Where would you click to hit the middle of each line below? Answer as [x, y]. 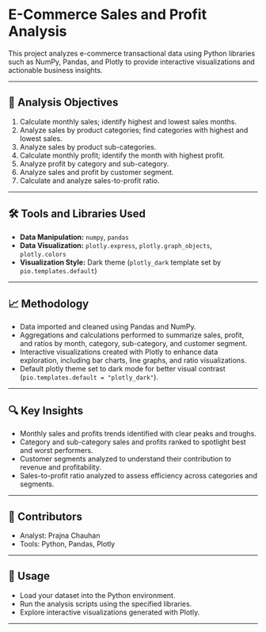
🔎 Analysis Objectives [63, 103]
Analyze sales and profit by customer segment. [97, 172]
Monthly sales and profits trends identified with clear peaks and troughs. [138, 434]
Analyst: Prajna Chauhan [60, 535]
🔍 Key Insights [46, 411]
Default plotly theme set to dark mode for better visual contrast [122, 369]
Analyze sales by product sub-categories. [88, 147]
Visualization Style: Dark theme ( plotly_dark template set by [120, 262]
